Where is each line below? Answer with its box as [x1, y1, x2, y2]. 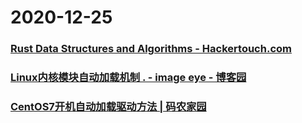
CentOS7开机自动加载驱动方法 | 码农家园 [10, 99, 207, 113]
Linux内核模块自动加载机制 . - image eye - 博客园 [10, 71, 247, 85]
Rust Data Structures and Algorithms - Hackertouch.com [10, 42, 292, 56]
